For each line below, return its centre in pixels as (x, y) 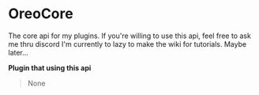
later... (19, 52)
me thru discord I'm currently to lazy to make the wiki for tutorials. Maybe (128, 44)
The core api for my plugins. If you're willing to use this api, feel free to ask (129, 36)
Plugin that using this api (50, 67)
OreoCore (41, 14)
